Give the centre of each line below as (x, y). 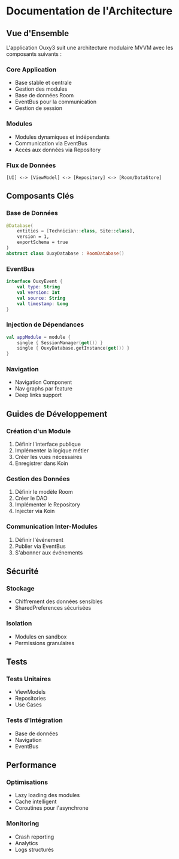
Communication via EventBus (51, 143)
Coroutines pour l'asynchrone (51, 808)
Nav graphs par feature (44, 389)
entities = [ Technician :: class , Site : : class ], (76, 231)
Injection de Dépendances (45, 324)
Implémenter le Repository (47, 505)
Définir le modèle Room (44, 492)
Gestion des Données (38, 479)
